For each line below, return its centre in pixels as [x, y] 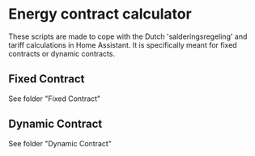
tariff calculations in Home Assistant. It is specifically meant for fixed [123, 44]
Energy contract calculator [100, 14]
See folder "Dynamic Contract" [60, 143]
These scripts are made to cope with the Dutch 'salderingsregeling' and [128, 36]
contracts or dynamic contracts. [62, 53]
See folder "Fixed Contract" [55, 99]
